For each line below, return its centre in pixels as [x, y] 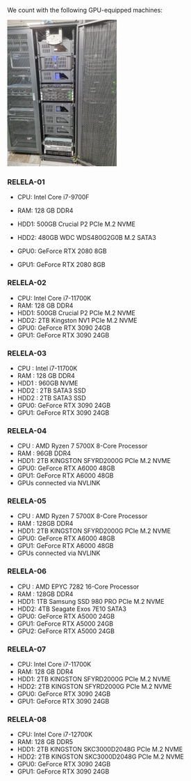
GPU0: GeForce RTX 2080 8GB [62, 251]
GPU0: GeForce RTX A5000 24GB [66, 616]
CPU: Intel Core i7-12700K [55, 734]
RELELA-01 [26, 182]
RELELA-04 [27, 430]
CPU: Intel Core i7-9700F [53, 197]
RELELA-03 [27, 353]
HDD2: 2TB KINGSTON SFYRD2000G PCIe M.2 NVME [94, 687]
